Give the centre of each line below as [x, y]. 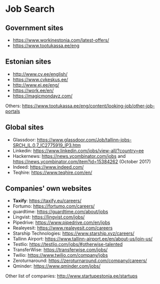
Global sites [25, 127]
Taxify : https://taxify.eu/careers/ [47, 201]
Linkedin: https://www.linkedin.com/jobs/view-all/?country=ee [78, 150]
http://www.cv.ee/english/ [40, 74]
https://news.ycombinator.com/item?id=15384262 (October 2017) [82, 161]
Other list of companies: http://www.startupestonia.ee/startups [72, 276]
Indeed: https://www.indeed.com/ [48, 167]
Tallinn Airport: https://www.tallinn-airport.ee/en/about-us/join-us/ [83, 239]
